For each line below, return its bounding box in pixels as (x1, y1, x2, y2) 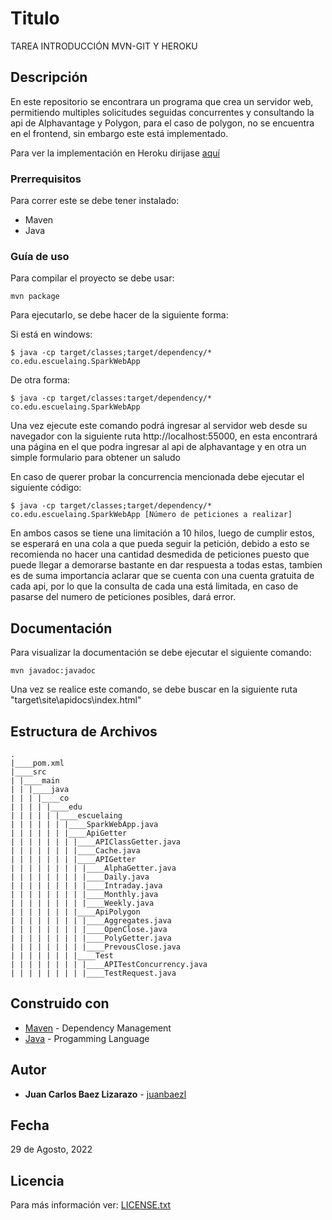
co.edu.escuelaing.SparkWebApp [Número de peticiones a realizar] (10, 510, 293, 520)
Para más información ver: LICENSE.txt (10, 1199, 172, 1211)
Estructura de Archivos (10, 723, 158, 740)
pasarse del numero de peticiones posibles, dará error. (10, 591, 237, 603)
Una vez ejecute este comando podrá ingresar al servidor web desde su (10, 420, 308, 432)
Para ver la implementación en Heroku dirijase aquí (10, 147, 220, 159)
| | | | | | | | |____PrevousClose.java (10, 942, 182, 952)
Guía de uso (10, 249, 70, 263)
